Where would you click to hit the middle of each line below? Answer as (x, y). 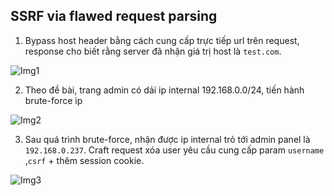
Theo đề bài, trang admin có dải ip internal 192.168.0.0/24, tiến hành (164, 90)
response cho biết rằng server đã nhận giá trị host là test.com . (153, 51)
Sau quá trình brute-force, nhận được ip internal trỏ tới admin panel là (167, 139)
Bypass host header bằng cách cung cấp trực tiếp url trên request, (162, 40)
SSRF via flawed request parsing (114, 16)
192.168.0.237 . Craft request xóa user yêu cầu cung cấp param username (174, 150)
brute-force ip (53, 100)
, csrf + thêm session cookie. (84, 160)
